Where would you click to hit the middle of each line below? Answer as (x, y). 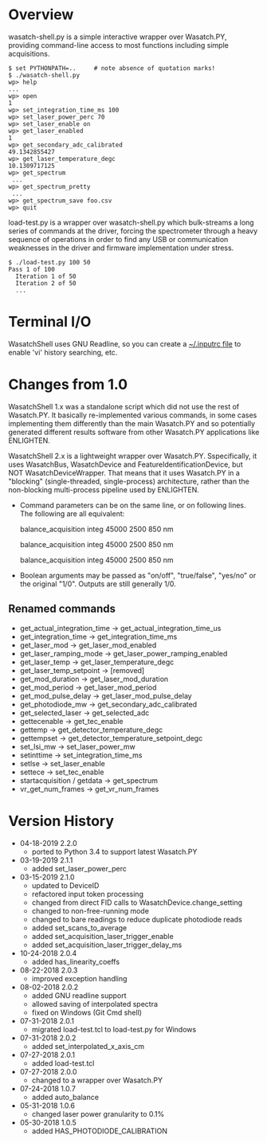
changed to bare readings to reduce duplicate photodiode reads (137, 919)
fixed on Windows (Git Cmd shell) (86, 1012)
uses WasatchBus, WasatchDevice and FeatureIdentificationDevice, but (126, 464)
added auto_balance (65, 1097)
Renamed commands (62, 609)
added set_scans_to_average (79, 928)
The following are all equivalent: (72, 513)
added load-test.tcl (63, 1063)
